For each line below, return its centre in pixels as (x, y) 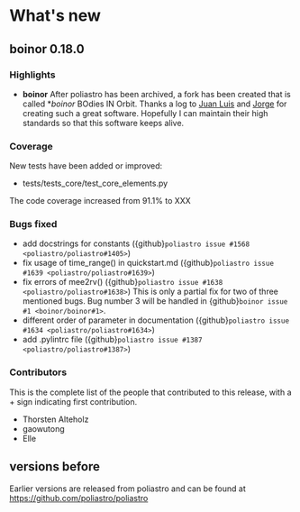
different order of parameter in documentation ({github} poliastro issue (156, 320)
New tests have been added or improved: (86, 166)
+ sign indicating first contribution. (73, 401)
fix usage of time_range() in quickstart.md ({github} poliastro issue (148, 263)
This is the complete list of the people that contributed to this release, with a (150, 392)
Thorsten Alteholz (55, 419)
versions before (55, 466)
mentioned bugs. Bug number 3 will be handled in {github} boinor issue (155, 301)
